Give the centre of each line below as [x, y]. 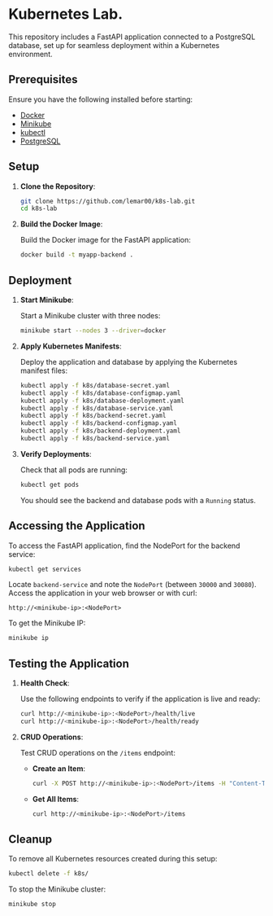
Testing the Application [69, 663]
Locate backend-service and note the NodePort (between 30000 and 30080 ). [132, 585]
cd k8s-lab [39, 208]
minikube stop [32, 905]
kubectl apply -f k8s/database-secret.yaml [95, 385]
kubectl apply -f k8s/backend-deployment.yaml [100, 431]
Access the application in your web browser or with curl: [103, 593]
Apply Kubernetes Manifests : [71, 346]
